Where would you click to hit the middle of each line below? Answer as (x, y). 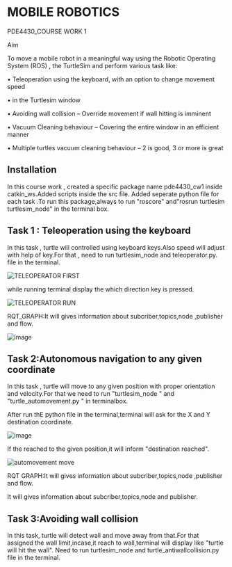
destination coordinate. (40, 422)
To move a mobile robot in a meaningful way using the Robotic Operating (111, 58)
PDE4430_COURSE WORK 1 (47, 31)
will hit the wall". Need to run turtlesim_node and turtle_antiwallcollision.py (113, 550)
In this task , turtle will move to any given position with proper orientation (111, 386)
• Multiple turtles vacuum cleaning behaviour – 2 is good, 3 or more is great (115, 147)
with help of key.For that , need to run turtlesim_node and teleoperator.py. (112, 255)
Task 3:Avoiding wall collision (73, 519)
